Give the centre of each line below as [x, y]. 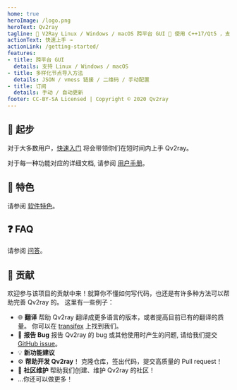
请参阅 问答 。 [27, 251]
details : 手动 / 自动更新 [48, 93]
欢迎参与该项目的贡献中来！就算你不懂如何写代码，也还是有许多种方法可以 [115, 293]
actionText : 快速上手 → [40, 40]
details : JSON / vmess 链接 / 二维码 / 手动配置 [81, 79]
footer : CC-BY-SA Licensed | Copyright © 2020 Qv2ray [88, 100]
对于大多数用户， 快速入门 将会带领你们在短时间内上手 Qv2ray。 [100, 148]
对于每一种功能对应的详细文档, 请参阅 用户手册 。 [78, 162]
